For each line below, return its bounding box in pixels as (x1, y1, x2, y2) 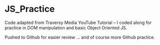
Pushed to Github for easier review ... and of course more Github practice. (4, 34, 155, 40)
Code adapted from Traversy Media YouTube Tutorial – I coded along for (4, 20, 152, 25)
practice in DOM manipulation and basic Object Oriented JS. (4, 24, 127, 30)
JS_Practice (4, 3, 55, 15)
